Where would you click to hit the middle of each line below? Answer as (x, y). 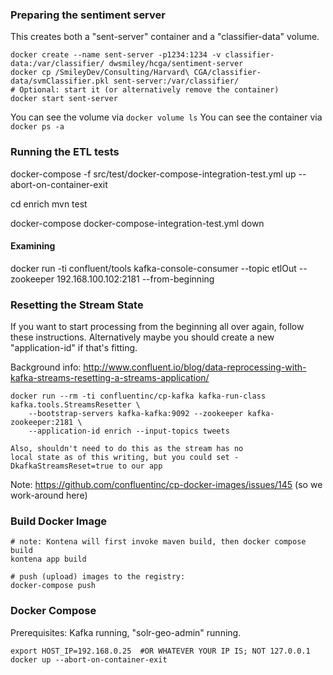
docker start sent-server (64, 99)
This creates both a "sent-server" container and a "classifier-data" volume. (165, 37)
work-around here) (49, 495)
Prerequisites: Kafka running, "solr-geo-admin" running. (126, 632)
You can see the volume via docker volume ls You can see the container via (166, 117)
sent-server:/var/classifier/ (176, 81)
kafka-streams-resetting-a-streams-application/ (110, 378)
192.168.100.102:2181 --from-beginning (135, 279)
